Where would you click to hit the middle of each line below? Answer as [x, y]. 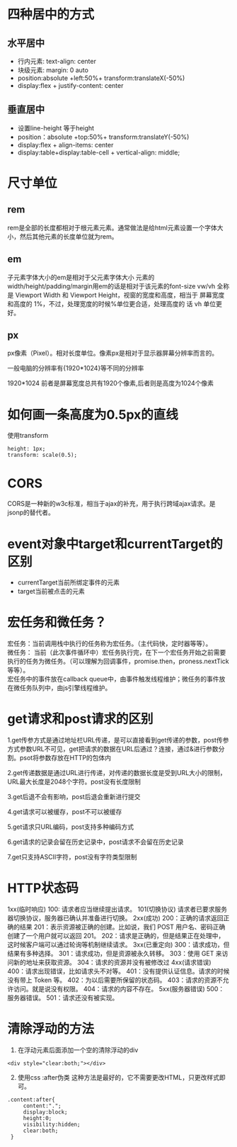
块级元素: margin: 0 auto [53, 70]
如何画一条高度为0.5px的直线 [93, 414]
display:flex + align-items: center [65, 145]
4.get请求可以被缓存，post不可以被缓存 [65, 812]
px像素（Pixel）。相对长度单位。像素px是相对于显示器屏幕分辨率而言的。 [113, 353]
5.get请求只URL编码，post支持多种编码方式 [71, 827]
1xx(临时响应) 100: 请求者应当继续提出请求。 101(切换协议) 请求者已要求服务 [117, 909]
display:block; [46, 1112]
